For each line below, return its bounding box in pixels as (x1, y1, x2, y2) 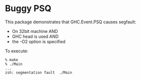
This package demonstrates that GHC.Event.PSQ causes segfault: (5, 19, 137, 25)
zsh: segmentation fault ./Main (5, 70, 72, 75)
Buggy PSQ (5, 3, 52, 14)
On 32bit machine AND (12, 28, 58, 34)
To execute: (5, 48, 28, 54)
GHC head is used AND (12, 33, 59, 39)
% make (5, 57, 18, 62)
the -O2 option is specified (12, 38, 66, 44)
